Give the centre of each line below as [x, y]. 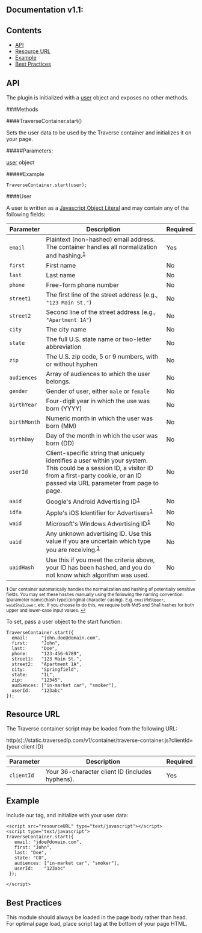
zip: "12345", [37, 680]
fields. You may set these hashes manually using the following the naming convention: [95, 594]
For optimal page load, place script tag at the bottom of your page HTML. [97, 924]
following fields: [26, 215]
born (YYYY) [64, 409]
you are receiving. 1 [73, 549]
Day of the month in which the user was [102, 436]
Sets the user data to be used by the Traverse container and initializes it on [99, 133]
